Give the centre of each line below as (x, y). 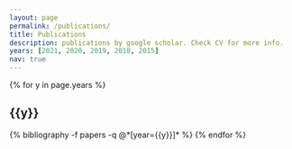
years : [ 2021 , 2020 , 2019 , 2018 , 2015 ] (84, 51)
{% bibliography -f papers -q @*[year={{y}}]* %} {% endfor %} (128, 135)
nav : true (28, 59)
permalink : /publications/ (60, 26)
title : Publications (48, 34)
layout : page (34, 18)
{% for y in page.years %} (58, 85)
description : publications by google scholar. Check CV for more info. (146, 43)
